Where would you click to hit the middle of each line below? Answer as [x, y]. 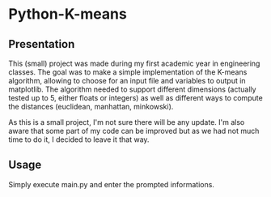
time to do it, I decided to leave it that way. [79, 139]
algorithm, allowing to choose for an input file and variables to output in [127, 81]
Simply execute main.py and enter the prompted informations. [111, 184]
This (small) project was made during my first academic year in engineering [134, 63]
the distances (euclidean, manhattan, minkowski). [91, 107]
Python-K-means [68, 14]
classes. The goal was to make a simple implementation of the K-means [128, 72]
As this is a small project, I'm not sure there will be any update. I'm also [127, 122]
